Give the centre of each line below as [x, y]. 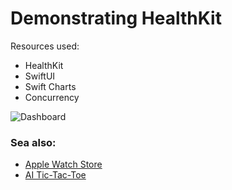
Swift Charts [50, 86]
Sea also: [33, 142]
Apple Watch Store [63, 164]
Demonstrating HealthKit [116, 18]
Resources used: [45, 46]
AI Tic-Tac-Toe [55, 175]
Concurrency [52, 97]
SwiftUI [40, 76]
